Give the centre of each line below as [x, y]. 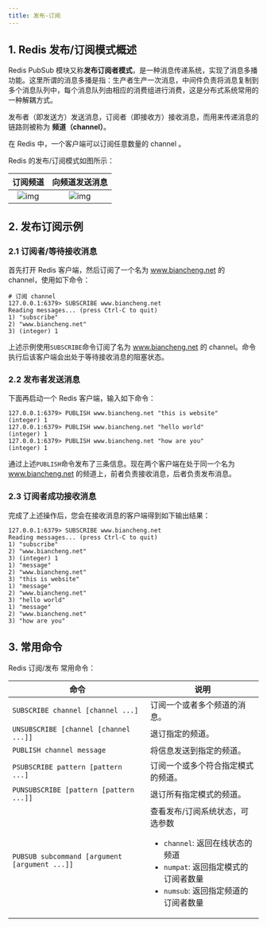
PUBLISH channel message [59, 750]
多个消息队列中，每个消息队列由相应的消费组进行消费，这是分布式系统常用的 [133, 90]
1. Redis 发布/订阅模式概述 [73, 50]
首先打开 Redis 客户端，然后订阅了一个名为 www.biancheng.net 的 [116, 270]
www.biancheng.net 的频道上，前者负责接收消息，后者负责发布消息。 [122, 474]
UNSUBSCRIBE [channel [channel [72, 729]
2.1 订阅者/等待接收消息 [53, 251]
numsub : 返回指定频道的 [206, 890]
